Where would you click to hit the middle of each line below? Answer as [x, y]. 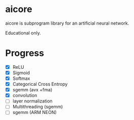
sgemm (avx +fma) [32, 90]
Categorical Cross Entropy [40, 84]
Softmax [21, 78]
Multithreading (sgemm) [38, 107]
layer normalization [33, 101]
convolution [25, 95]
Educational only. [23, 33]
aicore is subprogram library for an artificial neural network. [67, 23]
